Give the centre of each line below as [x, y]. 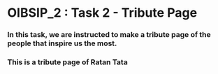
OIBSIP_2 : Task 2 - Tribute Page [102, 13]
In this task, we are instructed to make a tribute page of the [109, 35]
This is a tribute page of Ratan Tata [67, 62]
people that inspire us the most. [62, 43]
